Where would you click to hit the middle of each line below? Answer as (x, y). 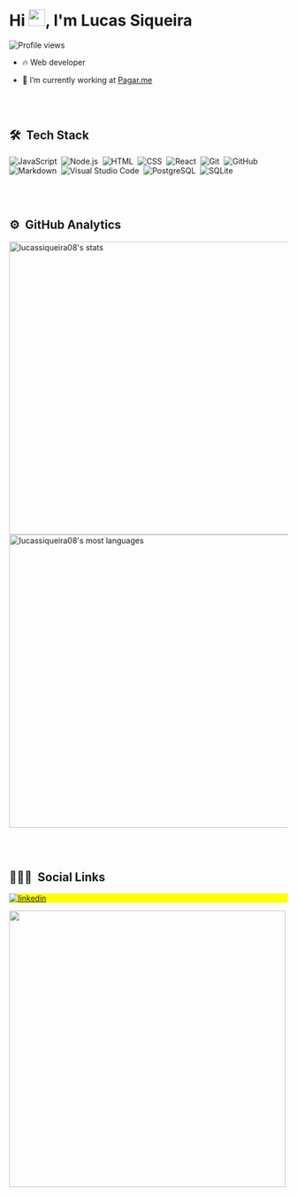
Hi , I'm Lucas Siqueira (101, 21)
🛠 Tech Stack (49, 136)
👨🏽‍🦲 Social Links (57, 877)
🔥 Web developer (53, 62)
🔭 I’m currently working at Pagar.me (87, 80)
